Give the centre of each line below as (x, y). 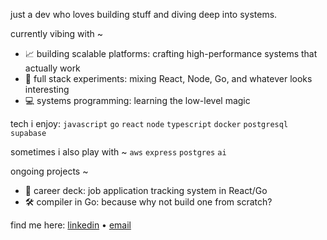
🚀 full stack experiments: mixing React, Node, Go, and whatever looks (168, 78)
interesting (47, 89)
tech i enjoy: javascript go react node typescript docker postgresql (149, 123)
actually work (52, 68)
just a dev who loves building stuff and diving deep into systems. (144, 14)
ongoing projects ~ (49, 171)
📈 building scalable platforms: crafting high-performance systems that (171, 53)
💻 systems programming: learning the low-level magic (137, 100)
